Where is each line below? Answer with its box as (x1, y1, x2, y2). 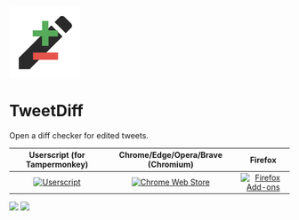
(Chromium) (148, 159, 194, 170)
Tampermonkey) (25, 159, 89, 170)
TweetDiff (9, 101, 84, 122)
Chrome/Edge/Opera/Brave (118, 150, 222, 161)
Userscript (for (28, 150, 86, 161)
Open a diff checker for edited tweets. (9, 130, 149, 140)
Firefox (249, 154, 278, 165)
